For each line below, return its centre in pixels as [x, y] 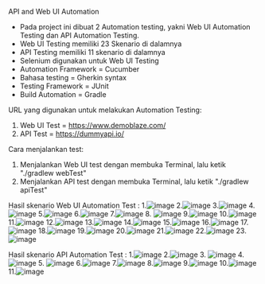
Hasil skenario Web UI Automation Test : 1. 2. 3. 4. [132, 205]
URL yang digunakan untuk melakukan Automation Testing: [105, 110]
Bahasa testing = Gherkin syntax [73, 78]
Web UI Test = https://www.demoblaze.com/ [93, 125]
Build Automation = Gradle [63, 94]
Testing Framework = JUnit [64, 86]
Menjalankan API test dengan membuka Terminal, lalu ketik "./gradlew [134, 181]
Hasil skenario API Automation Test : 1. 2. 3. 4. [127, 255]
